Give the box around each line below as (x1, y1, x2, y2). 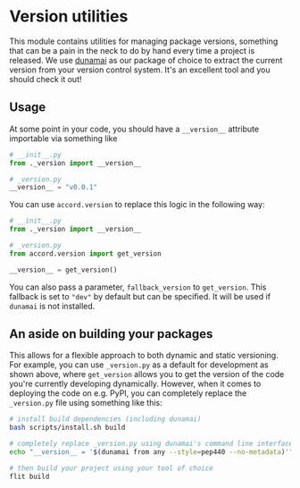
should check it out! (9, 73, 82, 84)
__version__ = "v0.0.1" (9, 183, 98, 192)
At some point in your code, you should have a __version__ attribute (9, 123, 260, 134)
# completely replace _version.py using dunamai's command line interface (9, 440, 294, 449)
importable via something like (9, 132, 118, 144)
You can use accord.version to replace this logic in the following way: (9, 199, 265, 210)
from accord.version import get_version (9, 248, 162, 258)
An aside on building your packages (9, 326, 213, 341)
